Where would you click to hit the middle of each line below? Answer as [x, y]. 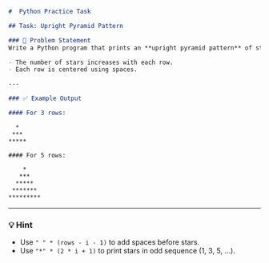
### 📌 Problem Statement [50, 40]
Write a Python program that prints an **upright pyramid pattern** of [130, 48]
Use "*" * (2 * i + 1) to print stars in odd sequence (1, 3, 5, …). [128, 251]
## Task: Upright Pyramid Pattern [66, 26]
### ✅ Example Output [45, 99]
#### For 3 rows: [37, 113]
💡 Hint [21, 225]
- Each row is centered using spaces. [73, 70]
